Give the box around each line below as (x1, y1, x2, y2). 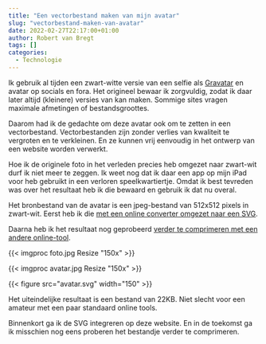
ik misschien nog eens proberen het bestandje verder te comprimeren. (8, 326, 240, 336)
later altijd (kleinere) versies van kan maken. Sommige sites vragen (8, 95, 229, 104)
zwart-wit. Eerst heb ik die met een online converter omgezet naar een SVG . (8, 209, 259, 218)
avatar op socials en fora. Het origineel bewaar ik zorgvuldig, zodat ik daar (8, 86, 252, 96)
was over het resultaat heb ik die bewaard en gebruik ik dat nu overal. (8, 185, 237, 194)
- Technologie (15, 57, 62, 64)
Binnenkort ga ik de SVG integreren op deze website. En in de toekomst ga (8, 318, 253, 327)
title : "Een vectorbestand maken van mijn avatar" (8, 11, 180, 20)
